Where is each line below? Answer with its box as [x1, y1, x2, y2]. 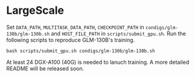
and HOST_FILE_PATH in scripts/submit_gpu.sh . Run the [51, 29, 186, 37]
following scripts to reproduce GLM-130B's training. [6, 36, 135, 43]
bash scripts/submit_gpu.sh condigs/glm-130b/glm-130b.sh [6, 48, 155, 54]
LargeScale [6, 4, 65, 17]
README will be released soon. [6, 64, 85, 72]
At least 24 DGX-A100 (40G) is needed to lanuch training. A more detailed [6, 58, 190, 66]
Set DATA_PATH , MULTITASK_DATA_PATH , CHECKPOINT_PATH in [6, 23, 145, 31]
